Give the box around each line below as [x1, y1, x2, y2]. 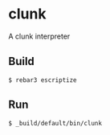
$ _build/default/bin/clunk [8, 119, 103, 127]
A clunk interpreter [8, 31, 71, 41]
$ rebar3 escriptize [8, 76, 78, 84]
